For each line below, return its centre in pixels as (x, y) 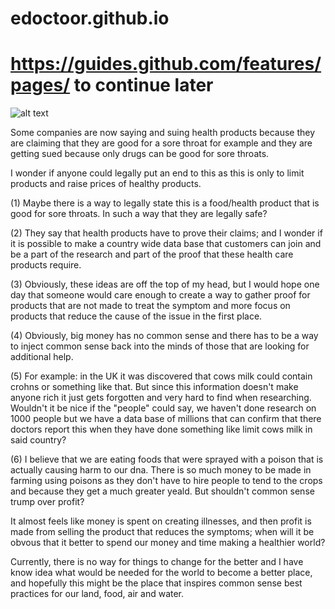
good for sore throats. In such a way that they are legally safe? (139, 214)
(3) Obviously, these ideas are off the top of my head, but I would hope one (165, 284)
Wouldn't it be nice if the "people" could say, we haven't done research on (163, 408)
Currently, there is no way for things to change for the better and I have (157, 562)
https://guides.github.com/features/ (166, 64)
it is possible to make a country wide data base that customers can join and (166, 244)
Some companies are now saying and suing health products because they (163, 133)
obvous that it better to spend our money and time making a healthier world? (168, 543)
